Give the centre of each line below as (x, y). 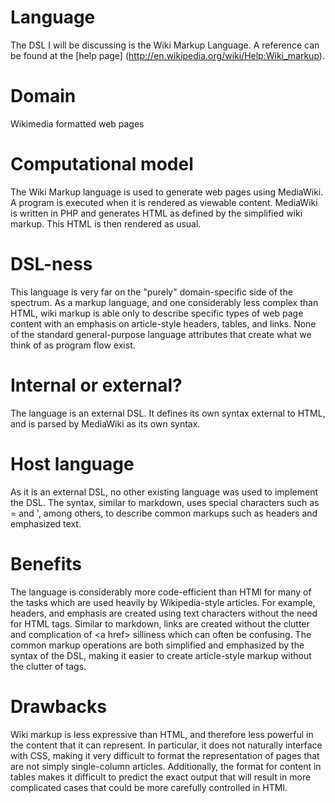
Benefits (46, 563)
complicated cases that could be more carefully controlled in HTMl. (149, 787)
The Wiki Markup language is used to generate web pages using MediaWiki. (167, 192)
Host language (72, 463)
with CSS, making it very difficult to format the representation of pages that (165, 755)
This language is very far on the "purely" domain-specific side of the (151, 292)
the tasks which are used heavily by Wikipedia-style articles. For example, (163, 602)
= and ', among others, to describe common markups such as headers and (164, 513)
